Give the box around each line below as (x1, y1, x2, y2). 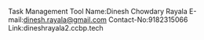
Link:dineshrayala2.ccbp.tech (8, 24, 104, 32)
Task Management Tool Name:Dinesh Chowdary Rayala (8, 7, 188, 16)
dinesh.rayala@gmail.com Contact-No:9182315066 (23, 15, 188, 24)
